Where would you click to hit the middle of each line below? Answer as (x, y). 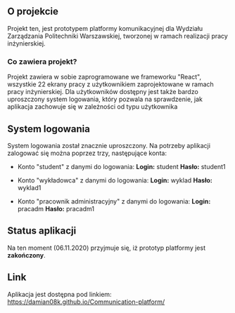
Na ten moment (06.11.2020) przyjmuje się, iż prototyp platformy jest (107, 248)
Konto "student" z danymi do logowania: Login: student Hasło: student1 (121, 166)
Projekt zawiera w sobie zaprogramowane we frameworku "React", (104, 77)
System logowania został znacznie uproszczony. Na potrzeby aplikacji (109, 145)
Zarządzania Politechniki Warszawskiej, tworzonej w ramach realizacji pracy (118, 36)
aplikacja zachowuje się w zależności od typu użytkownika (93, 107)
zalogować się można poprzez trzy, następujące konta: (87, 153)
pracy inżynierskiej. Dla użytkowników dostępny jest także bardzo (103, 92)
